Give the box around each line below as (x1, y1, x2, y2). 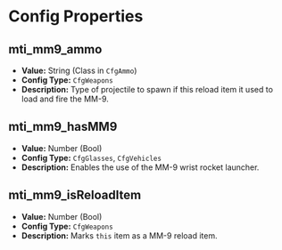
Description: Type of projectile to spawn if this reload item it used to (21, 85, 274, 94)
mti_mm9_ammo (8, 42, 103, 57)
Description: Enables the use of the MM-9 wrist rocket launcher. (21, 162, 260, 173)
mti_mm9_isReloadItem (8, 188, 142, 203)
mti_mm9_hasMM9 (8, 119, 118, 134)
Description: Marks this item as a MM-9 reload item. (21, 230, 218, 241)
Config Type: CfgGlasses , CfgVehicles (21, 152, 162, 163)
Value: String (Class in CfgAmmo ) (21, 65, 137, 76)
